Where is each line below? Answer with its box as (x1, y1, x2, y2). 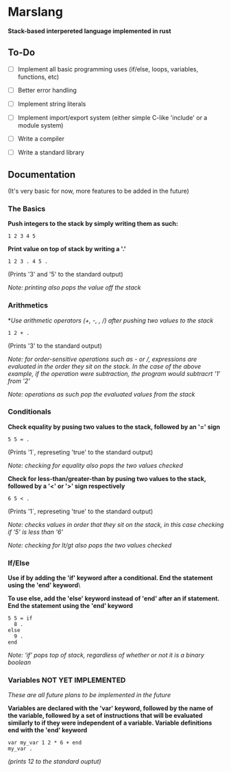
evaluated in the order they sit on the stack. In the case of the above (8, 362, 202, 371)
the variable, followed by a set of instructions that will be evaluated (8, 712, 203, 720)
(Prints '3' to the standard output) (8, 341, 102, 350)
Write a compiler (17, 134, 64, 143)
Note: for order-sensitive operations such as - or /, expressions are (8, 355, 197, 363)
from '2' (8, 377, 30, 385)
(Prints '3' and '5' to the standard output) (8, 270, 123, 279)
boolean (8, 658, 32, 666)
